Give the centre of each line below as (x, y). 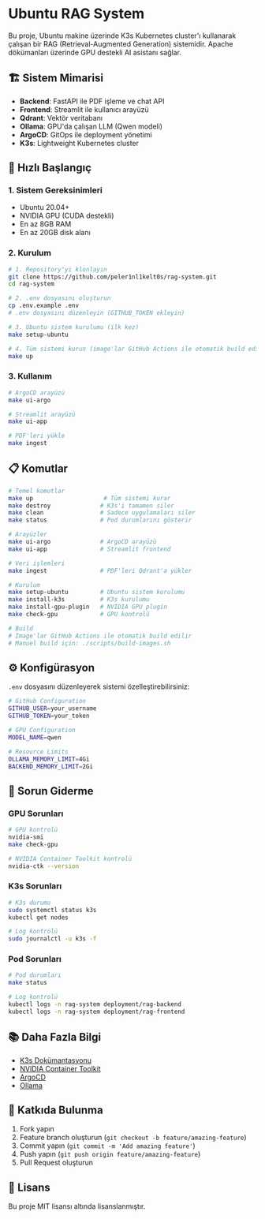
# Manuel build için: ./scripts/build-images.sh (90, 643)
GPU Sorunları (36, 813)
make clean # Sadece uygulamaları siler (102, 513)
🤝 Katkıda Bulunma (56, 1111)
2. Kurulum (30, 253)
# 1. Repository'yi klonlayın (58, 269)
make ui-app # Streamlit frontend (90, 549)
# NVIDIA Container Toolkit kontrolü (70, 858)
